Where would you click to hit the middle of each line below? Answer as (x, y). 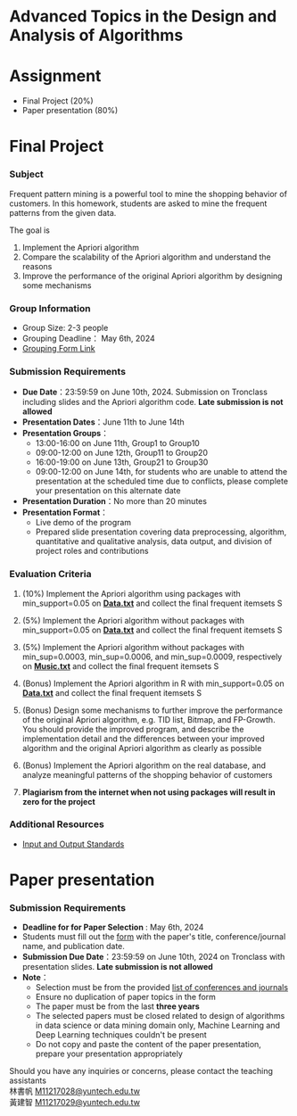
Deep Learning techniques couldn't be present (121, 1035)
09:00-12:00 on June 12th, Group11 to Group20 (121, 453)
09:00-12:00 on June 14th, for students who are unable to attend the (161, 472)
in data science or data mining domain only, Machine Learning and (158, 1025)
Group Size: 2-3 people (65, 327)
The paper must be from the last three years (118, 1006)
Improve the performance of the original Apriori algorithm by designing (152, 276)
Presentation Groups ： (66, 434)
